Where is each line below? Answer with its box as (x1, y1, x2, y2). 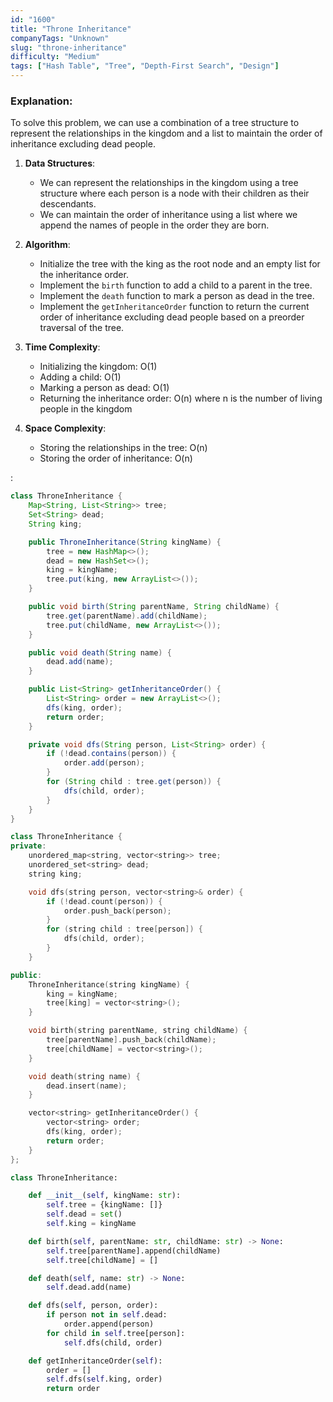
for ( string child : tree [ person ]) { (46, 924, 203, 935)
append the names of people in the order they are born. (39, 219, 270, 231)
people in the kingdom (39, 403, 133, 415)
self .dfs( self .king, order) (46, 1374, 163, 1385)
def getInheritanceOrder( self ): (28, 1356, 163, 1366)
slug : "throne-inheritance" (10, 42, 128, 53)
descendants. (39, 198, 97, 210)
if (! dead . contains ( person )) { (46, 749, 177, 759)
